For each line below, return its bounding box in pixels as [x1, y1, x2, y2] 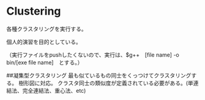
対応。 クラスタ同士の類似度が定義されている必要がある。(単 [39, 79, 194, 87]
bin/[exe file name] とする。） [6, 59, 83, 66]
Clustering [6, 4, 61, 18]
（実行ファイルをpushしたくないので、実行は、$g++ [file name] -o [6, 51, 179, 59]
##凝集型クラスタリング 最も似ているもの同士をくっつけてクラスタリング [6, 71, 192, 79]
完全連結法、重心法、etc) [22, 87, 86, 94]
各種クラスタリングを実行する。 [6, 25, 87, 32]
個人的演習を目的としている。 [6, 38, 81, 45]
